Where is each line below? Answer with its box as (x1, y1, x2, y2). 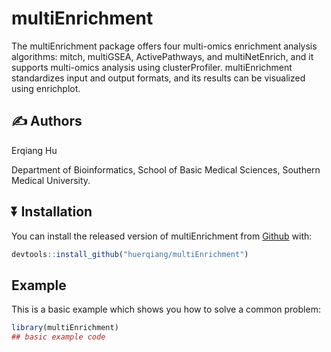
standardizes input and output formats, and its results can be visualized (11, 72, 306, 84)
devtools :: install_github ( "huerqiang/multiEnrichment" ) (11, 249, 249, 259)
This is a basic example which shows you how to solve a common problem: (11, 303, 321, 316)
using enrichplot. (11, 82, 81, 94)
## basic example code (11, 332, 106, 342)
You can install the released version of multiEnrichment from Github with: (11, 230, 313, 242)
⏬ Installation (11, 203, 93, 221)
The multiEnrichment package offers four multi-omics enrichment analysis (11, 40, 318, 52)
